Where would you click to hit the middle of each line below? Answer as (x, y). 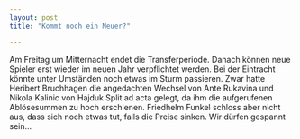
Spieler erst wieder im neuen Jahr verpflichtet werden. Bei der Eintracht (142, 69)
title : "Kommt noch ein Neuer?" (70, 26)
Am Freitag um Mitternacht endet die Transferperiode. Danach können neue (150, 59)
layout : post (34, 17)
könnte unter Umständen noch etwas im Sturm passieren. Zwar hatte (137, 78)
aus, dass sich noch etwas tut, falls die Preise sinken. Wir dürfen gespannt (148, 117)
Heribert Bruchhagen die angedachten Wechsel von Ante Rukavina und (141, 88)
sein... (21, 126)
